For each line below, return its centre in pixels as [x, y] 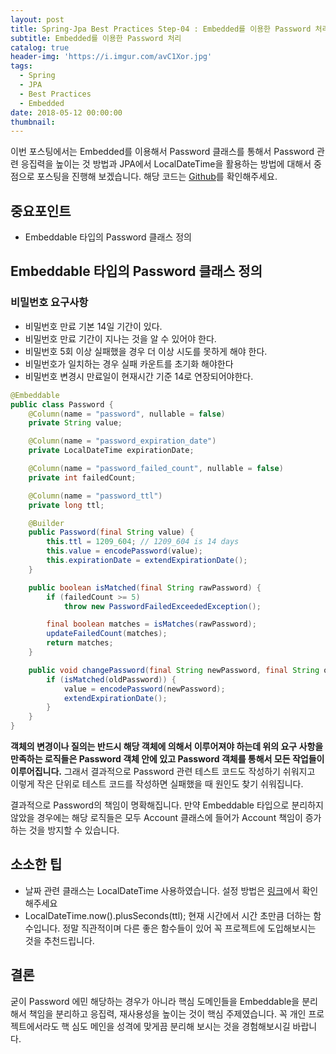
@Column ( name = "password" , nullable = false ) [127, 414]
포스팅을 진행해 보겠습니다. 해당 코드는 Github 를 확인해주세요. [157, 177]
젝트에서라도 [35, 1026]
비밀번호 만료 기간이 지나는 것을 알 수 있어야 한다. [120, 338]
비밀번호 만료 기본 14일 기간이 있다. [93, 326]
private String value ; [75, 423]
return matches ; [80, 643]
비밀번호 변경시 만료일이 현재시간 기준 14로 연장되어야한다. [139, 376]
